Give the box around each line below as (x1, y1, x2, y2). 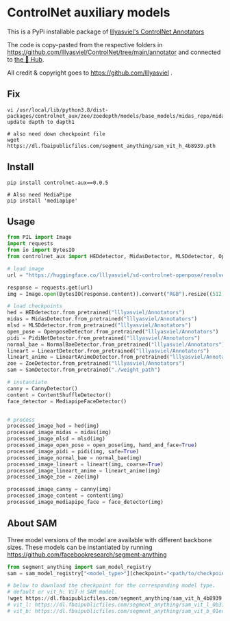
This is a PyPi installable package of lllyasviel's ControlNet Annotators (7, 27, 205, 36)
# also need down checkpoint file (7, 130, 106, 138)
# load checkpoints (7, 303, 63, 309)
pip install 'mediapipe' (7, 197, 78, 204)
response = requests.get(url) (7, 284, 94, 291)
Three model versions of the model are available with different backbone (7, 535, 212, 544)
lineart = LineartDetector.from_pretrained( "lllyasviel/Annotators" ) (7, 347, 210, 354)
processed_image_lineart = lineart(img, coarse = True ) (7, 461, 164, 468)
